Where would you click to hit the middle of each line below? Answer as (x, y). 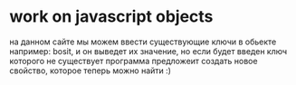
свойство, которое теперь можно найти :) (91, 71)
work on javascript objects (111, 17)
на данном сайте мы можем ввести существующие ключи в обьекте (143, 42)
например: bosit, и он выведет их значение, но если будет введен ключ (148, 51)
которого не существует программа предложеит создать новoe (134, 61)
